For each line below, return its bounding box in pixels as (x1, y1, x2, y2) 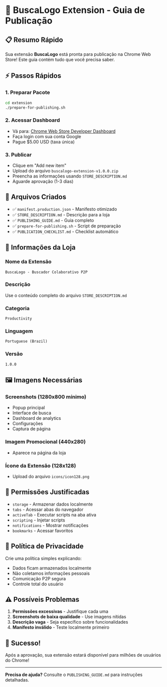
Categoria (5, 305, 30, 312)
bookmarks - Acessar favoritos (12, 527, 73, 533)
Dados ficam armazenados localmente (12, 565, 91, 571)
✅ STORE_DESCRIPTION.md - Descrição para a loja (12, 211, 110, 217)
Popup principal (12, 405, 45, 411)
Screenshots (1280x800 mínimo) (5, 393, 86, 400)
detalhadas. (5, 677, 29, 683)
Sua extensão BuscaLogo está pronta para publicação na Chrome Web (5, 51, 151, 57)
